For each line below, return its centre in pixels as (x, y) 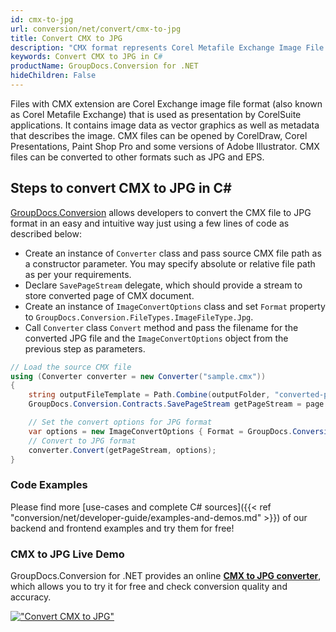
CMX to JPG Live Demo (67, 554)
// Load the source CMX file (71, 367)
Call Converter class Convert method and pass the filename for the (161, 327)
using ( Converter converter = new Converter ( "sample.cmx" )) (138, 376)
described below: (46, 233)
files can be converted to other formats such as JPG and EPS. (137, 157)
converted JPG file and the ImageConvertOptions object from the (156, 338)
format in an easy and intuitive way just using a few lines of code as (150, 223)
